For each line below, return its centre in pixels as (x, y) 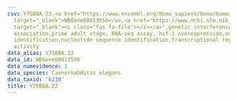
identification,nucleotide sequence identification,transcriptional (116, 40)
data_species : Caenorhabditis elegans (64, 73)
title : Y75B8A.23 (33, 86)
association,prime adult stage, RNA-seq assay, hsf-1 (94, 33)
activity (26, 46)
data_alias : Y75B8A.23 (41, 54)
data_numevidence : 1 (38, 66)
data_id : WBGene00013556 (44, 60)
